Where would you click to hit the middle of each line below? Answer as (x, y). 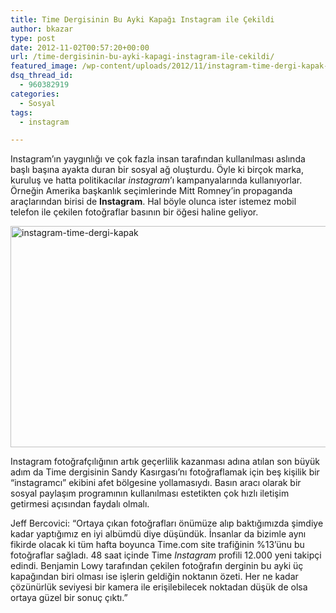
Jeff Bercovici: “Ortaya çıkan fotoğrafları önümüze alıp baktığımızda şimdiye (167, 523)
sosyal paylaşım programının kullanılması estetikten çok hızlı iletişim (150, 493)
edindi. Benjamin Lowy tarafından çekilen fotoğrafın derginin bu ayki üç (157, 566)
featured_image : (44, 66)
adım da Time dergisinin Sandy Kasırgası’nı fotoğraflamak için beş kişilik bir (165, 472)
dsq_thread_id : (42, 76)
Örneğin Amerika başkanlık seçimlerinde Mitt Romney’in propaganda (151, 191)
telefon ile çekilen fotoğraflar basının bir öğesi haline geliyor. (134, 212)
